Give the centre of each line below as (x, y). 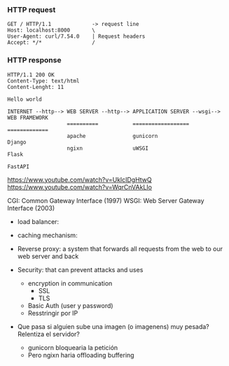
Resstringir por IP (53, 313)
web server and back (48, 256)
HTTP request (32, 10)
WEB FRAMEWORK (28, 118)
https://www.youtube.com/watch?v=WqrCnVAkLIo (80, 187)
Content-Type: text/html (43, 81)
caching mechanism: (48, 235)
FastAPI (19, 167)
